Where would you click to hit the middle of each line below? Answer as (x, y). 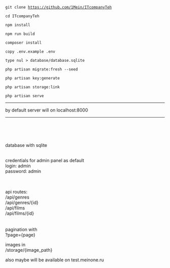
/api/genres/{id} (22, 202)
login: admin (18, 166)
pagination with (21, 229)
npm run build (20, 34)
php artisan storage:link (32, 87)
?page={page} (20, 235)
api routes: (16, 192)
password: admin (23, 171)
